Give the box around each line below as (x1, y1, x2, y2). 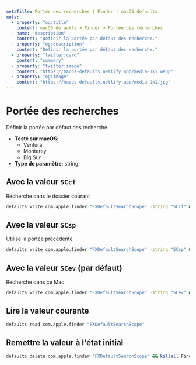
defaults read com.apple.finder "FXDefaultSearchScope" (6, 321, 145, 328)
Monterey (23, 147, 47, 154)
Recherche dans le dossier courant (6, 192, 90, 199)
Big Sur (23, 153, 41, 161)
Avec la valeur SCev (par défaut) (6, 263, 123, 273)
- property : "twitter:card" (11, 52, 80, 58)
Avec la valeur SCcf (6, 177, 76, 187)
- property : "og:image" (11, 74, 69, 80)
